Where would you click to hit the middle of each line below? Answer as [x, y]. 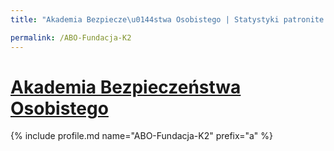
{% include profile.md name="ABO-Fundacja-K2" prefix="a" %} [141, 136]
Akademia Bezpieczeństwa [126, 87]
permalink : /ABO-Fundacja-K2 [71, 37]
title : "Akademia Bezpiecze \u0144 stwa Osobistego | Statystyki [145, 19]
